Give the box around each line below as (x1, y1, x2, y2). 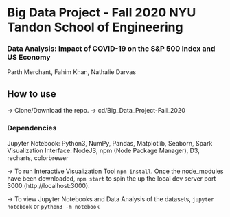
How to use (7, 88, 56, 100)
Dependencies (7, 124, 57, 133)
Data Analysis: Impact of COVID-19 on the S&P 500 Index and (7, 44, 216, 54)
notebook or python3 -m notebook (7, 202, 100, 210)
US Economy (7, 53, 51, 62)
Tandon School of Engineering (7, 19, 183, 35)
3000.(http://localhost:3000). (7, 181, 91, 190)
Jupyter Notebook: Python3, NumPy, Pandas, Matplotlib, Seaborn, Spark (7, 139, 213, 147)
